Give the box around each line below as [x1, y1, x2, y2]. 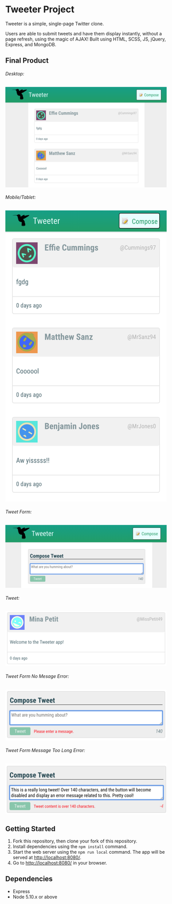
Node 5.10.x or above [12, 894, 57, 900]
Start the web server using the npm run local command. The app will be [12, 849, 165, 855]
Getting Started [5, 824, 56, 833]
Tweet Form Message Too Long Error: [5, 748, 85, 754]
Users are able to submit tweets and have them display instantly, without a [5, 30, 162, 36]
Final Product [5, 56, 49, 65]
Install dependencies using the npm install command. [12, 843, 128, 850]
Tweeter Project [5, 4, 75, 15]
